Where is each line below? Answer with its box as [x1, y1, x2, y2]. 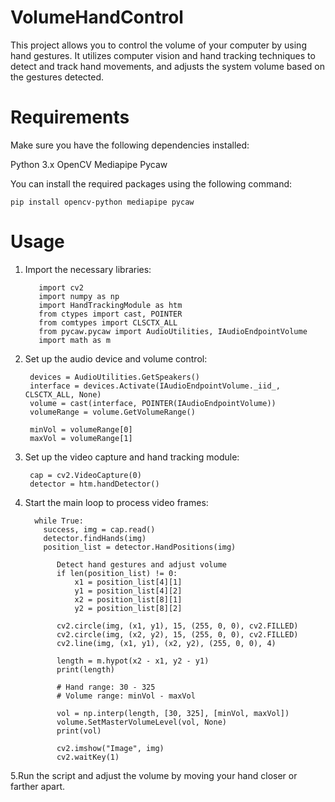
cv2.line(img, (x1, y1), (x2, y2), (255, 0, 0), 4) [56, 638, 277, 648]
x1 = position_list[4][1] [74, 577, 183, 587]
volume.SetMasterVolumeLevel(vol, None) [56, 717, 227, 727]
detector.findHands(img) [43, 533, 147, 543]
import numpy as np [38, 291, 120, 301]
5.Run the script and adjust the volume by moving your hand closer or [10, 769, 298, 781]
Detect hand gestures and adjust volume [56, 559, 227, 570]
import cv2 [38, 282, 84, 293]
